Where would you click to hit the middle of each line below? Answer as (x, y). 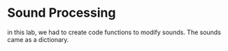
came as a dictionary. (38, 39)
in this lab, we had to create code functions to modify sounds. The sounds (114, 32)
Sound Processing (62, 13)
